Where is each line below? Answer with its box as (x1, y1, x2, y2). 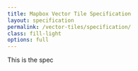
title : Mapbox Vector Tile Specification (7, 10, 132, 18)
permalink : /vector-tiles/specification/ (7, 23, 132, 30)
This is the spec (7, 56, 54, 64)
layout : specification (7, 17, 74, 24)
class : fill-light (7, 30, 62, 37)
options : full (7, 37, 50, 44)
